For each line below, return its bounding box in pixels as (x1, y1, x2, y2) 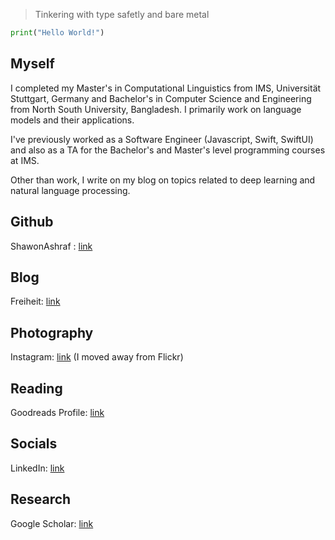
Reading (10, 380, 63, 397)
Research (10, 491, 72, 508)
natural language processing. (10, 184, 131, 196)
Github (10, 214, 54, 231)
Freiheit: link (10, 295, 61, 308)
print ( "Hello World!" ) (10, 28, 105, 38)
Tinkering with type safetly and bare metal (34, 9, 210, 20)
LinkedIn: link (10, 462, 65, 474)
